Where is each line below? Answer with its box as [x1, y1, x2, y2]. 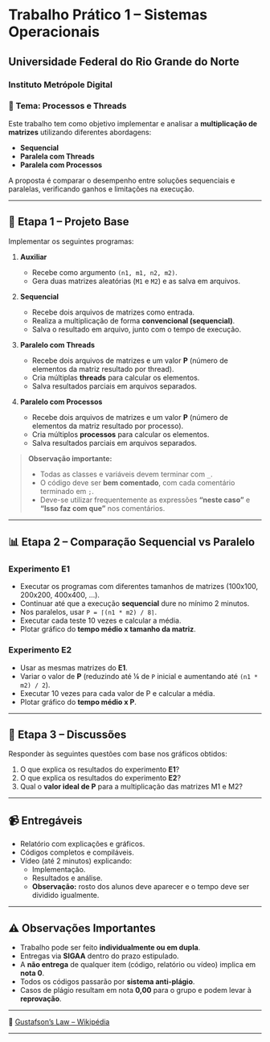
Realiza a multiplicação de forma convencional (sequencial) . [31, 315, 235, 325]
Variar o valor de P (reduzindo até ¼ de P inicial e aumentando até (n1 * [19, 671, 259, 681]
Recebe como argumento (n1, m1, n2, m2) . [31, 267, 178, 277]
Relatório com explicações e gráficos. [19, 839, 145, 849]
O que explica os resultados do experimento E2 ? [19, 773, 182, 783]
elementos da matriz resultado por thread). [31, 364, 174, 373]
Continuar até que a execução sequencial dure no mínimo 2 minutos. [19, 599, 250, 608]
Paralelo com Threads [19, 340, 95, 349]
